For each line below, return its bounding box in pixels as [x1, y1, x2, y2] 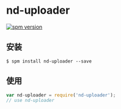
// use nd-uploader [6, 98, 55, 104]
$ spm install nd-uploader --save [6, 58, 92, 64]
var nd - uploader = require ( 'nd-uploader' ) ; [6, 92, 116, 98]
